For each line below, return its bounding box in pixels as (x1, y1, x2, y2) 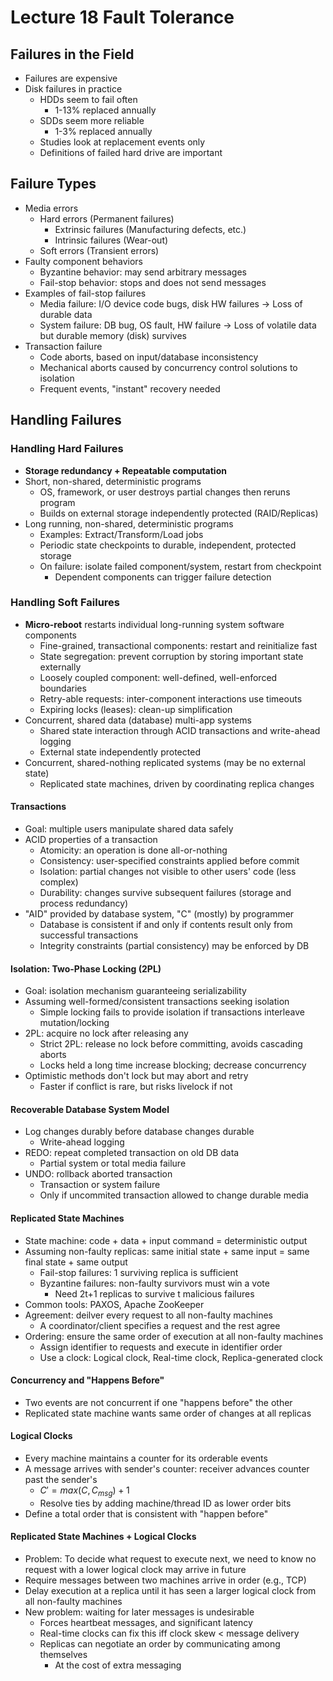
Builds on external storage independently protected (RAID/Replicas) (39, 507, 319, 519)
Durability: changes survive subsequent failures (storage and (39, 887, 292, 898)
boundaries (39, 682, 87, 694)
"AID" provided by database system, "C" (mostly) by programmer (24, 908, 295, 920)
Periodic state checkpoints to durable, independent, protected (39, 539, 297, 551)
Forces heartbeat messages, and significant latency (39, 1617, 253, 1629)
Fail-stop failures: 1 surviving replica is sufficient (39, 1266, 239, 1278)
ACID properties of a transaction (24, 834, 158, 845)
